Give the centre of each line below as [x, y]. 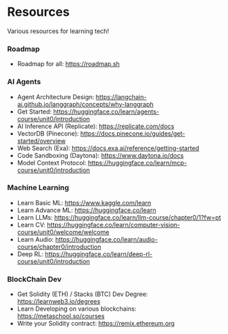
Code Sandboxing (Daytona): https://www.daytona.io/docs [100, 155]
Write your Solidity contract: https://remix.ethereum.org [96, 324]
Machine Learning [38, 188]
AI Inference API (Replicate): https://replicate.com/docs [95, 126]
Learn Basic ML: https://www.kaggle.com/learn [84, 202]
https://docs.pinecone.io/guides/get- [133, 133]
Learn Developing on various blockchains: [76, 309]
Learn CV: [31, 225]
